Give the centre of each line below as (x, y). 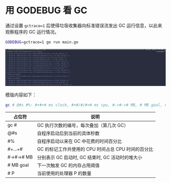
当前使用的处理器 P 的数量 (64, 173)
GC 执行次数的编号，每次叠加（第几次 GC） (83, 125)
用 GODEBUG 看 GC (46, 10)
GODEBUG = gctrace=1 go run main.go (42, 42)
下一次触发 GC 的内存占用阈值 (68, 165)
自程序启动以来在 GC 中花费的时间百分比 (79, 141)
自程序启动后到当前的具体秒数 (68, 133)
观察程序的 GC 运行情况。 (32, 32)
